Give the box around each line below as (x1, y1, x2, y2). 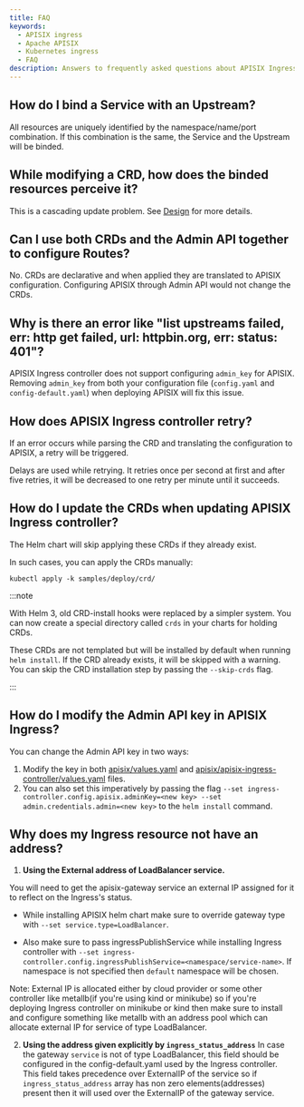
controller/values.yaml (22, 773, 106, 784)
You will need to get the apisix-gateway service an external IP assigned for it (9, 882, 295, 894)
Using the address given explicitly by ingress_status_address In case (22, 1040, 285, 1051)
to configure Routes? (9, 246, 130, 261)
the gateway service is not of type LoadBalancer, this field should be (22, 1049, 280, 1060)
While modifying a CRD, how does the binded (9, 167, 269, 182)
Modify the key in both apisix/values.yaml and (22, 763, 195, 774)
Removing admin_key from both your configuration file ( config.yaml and (9, 377, 275, 388)
